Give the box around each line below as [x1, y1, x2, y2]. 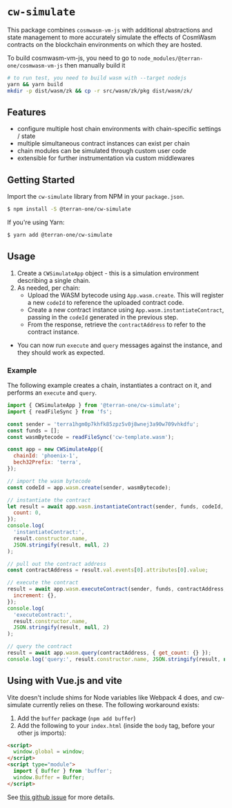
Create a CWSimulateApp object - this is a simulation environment [17, 268, 199, 277]
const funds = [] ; [7, 427, 60, 434]
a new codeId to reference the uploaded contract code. [27, 298, 184, 306]
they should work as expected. [17, 348, 105, 357]
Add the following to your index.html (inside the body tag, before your [17, 721, 215, 729]
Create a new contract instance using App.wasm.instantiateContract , [27, 306, 224, 314]
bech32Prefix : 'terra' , [13, 459, 81, 466]
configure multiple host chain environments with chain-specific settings [17, 125, 222, 133]
